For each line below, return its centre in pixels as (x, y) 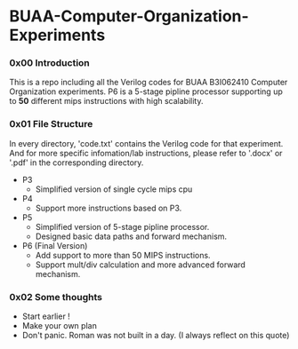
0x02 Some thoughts (56, 297)
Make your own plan (60, 326)
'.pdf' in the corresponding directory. (77, 163)
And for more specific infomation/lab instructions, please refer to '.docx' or (146, 153)
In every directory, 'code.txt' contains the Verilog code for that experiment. (146, 143)
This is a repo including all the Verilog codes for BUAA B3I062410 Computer (149, 83)
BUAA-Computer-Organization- (129, 16)
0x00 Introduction (50, 63)
